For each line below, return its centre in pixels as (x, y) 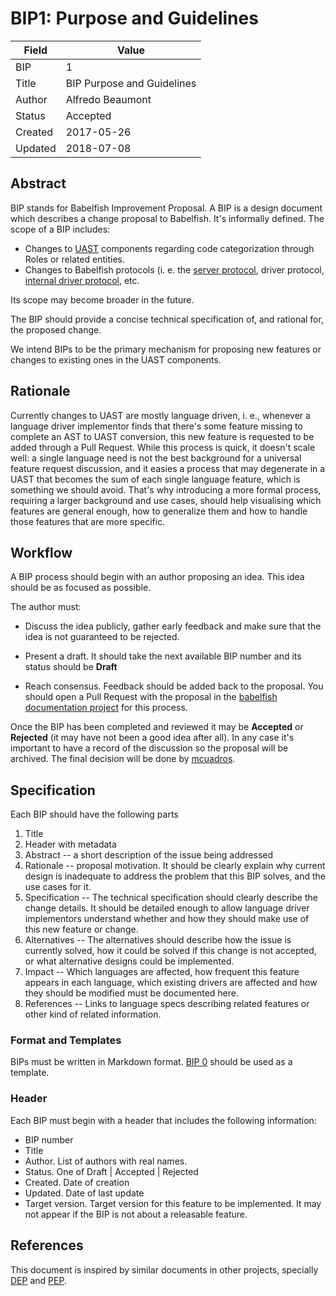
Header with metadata (70, 844)
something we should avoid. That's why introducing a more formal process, (166, 489)
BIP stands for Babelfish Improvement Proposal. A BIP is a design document (166, 208)
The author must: (46, 607)
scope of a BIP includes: (60, 229)
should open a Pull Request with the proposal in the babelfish (151, 697)
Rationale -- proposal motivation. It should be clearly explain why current (175, 866)
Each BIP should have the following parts (94, 814)
